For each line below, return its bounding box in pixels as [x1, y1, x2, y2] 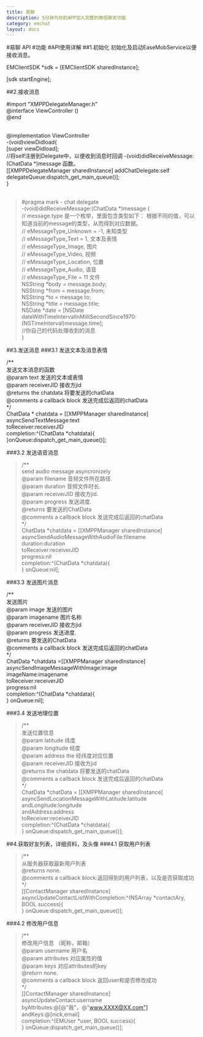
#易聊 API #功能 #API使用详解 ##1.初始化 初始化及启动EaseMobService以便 [6, 44, 197, 51]
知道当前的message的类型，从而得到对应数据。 [21, 220, 142, 227]
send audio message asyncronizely [21, 468, 111, 475]
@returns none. [21, 867, 61, 874]
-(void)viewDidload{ [6, 139, 57, 146]
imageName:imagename [6, 670, 68, 678]
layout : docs [6, 26, 40, 33]
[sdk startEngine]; [6, 76, 52, 83]
